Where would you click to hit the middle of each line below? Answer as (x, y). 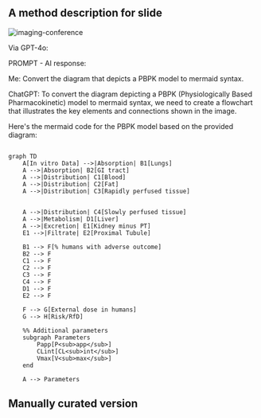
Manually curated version (73, 404)
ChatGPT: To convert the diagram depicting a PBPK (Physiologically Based (130, 94)
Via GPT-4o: (29, 48)
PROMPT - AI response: (47, 63)
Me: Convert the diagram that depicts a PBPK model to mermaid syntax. (126, 78)
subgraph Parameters (56, 338)
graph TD (23, 156)
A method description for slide (86, 13)
